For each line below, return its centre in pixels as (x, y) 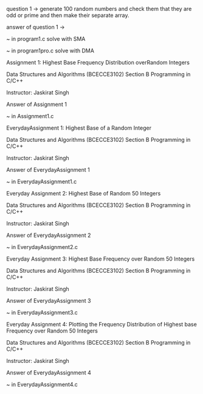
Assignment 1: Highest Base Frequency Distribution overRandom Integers (98, 62)
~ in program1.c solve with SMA (46, 39)
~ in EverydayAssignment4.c (42, 384)
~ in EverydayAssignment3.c (42, 312)
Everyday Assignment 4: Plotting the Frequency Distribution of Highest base (102, 324)
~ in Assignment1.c (30, 116)
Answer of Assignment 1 (37, 104)
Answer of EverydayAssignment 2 (49, 235)
